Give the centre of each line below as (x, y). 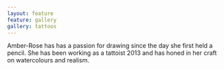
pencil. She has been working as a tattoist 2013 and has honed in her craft (112, 53)
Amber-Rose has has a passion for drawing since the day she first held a (110, 46)
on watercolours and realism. (48, 60)
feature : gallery (32, 20)
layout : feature (30, 13)
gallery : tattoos (32, 26)
